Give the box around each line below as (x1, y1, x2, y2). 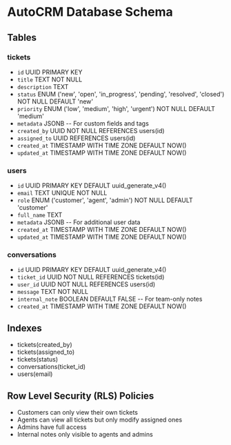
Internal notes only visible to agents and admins (17, 431, 153, 439)
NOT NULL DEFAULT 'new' (17, 97, 94, 106)
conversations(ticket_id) (17, 363, 86, 371)
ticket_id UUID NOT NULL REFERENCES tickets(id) (17, 273, 165, 281)
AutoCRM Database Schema (7, 4, 174, 20)
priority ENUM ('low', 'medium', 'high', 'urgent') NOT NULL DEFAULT (17, 104, 216, 112)
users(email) (17, 370, 53, 378)
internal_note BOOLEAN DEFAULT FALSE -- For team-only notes (17, 295, 203, 304)
